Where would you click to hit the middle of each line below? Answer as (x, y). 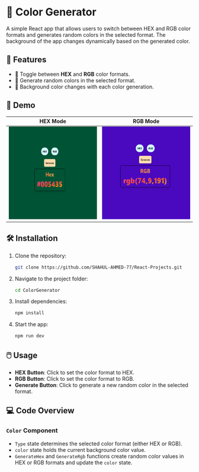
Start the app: (31, 324)
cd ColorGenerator (37, 290)
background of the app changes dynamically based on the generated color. (98, 41)
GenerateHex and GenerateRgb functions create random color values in (99, 456)
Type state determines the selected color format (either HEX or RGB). (98, 444)
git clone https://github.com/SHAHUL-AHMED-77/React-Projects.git (98, 267)
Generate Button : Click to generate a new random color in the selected (101, 385)
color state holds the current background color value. (80, 449)
